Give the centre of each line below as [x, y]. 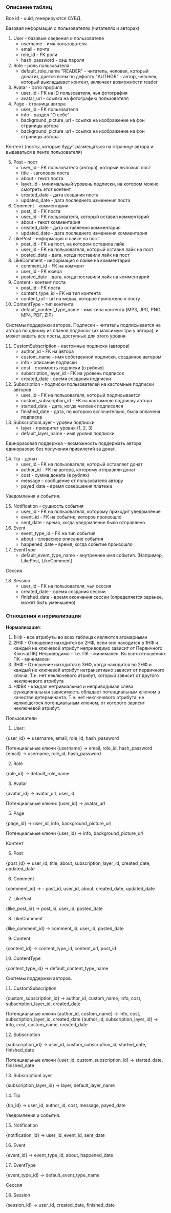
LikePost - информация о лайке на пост [56, 239]
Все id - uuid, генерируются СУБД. [44, 19]
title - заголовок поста [45, 173]
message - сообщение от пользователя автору [72, 481]
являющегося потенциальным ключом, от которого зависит [79, 703]
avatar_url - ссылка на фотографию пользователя [75, 98]
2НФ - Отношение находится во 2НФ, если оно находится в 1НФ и [85, 643]
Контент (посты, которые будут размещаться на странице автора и [80, 147]
